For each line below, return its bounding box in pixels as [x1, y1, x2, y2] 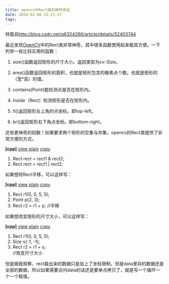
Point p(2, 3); [12, 197, 40, 203]
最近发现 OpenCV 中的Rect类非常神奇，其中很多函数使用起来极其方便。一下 [5, 42, 160, 48]
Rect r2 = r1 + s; [12, 244, 46, 250]
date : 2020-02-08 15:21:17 [5, 12, 62, 17]
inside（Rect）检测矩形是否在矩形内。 [12, 97, 92, 103]
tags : [5, 17, 17, 22]
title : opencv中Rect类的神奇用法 [5, 7, 70, 13]
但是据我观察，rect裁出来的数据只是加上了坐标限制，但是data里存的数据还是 [5, 261, 164, 267]
